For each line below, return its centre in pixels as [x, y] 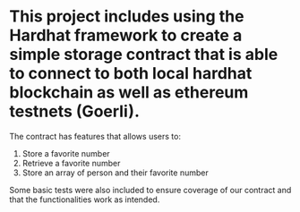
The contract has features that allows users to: [95, 136]
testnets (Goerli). [75, 111]
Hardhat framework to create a [126, 35]
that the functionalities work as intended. [85, 199]
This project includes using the [127, 17]
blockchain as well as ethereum [129, 93]
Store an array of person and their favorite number [115, 173]
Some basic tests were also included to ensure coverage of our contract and [150, 190]
